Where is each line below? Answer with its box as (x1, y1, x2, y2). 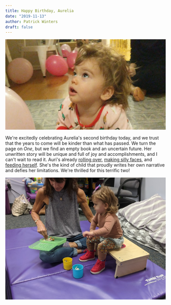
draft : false (5, 25, 33, 30)
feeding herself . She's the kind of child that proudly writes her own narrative (5, 162, 165, 168)
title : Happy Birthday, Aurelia (5, 8, 74, 13)
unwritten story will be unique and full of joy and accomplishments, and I (5, 151, 158, 157)
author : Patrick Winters (5, 19, 58, 24)
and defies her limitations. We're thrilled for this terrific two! (5, 168, 130, 174)
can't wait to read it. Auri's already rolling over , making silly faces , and (5, 156, 152, 163)
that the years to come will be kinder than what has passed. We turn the (5, 140, 156, 147)
